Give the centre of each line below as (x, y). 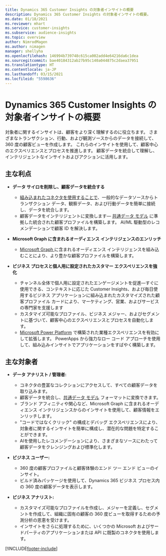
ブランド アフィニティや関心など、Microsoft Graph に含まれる (83, 404)
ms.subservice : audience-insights (41, 33)
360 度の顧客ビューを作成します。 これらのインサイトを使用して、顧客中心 (82, 144)
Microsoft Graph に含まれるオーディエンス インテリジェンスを (83, 249)
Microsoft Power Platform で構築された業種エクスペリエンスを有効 (87, 332)
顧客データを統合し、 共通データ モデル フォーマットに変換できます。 (90, 397)
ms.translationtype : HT (30, 65)
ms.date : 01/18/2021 (27, 19)
